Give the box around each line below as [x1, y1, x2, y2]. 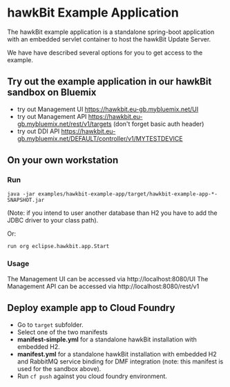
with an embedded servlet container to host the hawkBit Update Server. [7, 35, 211, 43]
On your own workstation [7, 154, 119, 167]
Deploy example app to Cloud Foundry [7, 302, 175, 314]
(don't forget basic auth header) [113, 120, 204, 128]
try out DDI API [17, 126, 60, 135]
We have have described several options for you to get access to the [7, 48, 203, 57]
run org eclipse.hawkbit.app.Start [7, 243, 110, 250]
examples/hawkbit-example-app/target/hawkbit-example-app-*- [37, 191, 218, 198]
